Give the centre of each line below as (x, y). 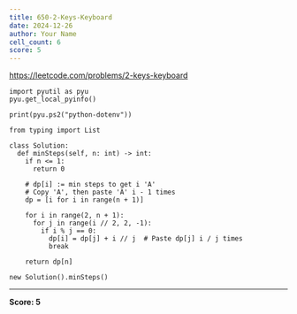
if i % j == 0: (69, 231)
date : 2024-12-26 (41, 26)
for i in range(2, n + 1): (75, 216)
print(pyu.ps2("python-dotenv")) (71, 115)
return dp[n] (49, 262)
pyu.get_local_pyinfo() (53, 100)
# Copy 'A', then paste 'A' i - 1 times (100, 192)
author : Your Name (43, 34)
